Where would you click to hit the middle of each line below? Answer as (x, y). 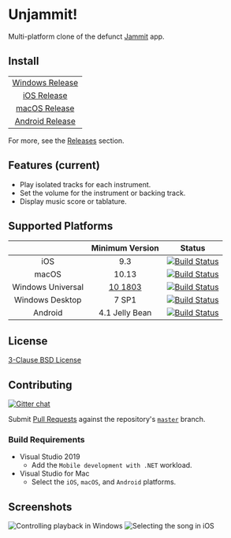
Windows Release (45, 82)
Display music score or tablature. (73, 201)
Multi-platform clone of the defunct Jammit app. (86, 36)
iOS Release (45, 95)
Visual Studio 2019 (50, 457)
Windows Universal (48, 288)
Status (193, 248)
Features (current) (54, 166)
